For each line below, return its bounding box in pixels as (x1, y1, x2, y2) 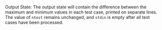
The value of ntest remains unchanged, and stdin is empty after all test (5, 15, 150, 20)
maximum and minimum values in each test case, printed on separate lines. (5, 9, 158, 15)
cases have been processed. (5, 19, 64, 25)
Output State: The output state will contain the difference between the (5, 4, 147, 10)
